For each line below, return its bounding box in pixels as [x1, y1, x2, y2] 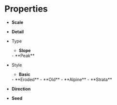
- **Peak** [11, 52, 35, 59]
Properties [4, 3, 48, 15]
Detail [11, 29, 24, 34]
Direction [11, 86, 31, 91]
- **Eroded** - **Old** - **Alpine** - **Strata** [11, 76, 112, 82]
